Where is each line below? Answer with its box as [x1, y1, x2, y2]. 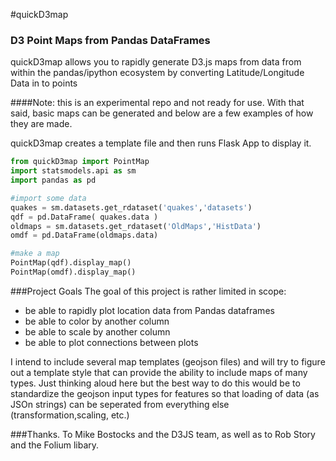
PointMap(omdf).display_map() [10, 267, 137, 278]
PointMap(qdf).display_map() [10, 258, 132, 268]
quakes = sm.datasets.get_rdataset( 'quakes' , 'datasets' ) [10, 202, 253, 213]
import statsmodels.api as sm [10, 166, 137, 176]
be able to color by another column [24, 315, 170, 327]
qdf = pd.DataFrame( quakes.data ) [10, 212, 159, 222]
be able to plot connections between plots [24, 336, 199, 348]
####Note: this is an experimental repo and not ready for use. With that [10, 97, 305, 109]
